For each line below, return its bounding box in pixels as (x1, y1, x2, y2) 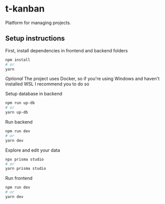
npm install (5, 57, 30, 62)
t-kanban (5, 3, 45, 15)
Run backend (5, 119, 33, 125)
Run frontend (5, 175, 33, 181)
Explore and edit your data (5, 147, 61, 153)
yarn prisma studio (5, 166, 46, 171)
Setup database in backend (5, 91, 63, 97)
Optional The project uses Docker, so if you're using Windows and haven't (5, 76, 160, 82)
